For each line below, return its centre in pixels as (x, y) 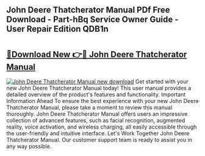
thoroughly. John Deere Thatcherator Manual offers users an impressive (97, 114)
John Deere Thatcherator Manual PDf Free (88, 10)
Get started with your (162, 81)
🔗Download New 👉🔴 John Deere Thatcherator (97, 54)
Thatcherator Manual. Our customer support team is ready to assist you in (99, 140)
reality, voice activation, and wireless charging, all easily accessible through (102, 127)
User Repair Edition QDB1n (57, 29)
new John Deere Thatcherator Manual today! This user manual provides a (99, 88)
